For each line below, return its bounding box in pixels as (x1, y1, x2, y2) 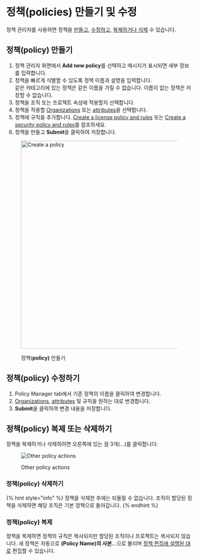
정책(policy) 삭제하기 (6, 480, 64, 488)
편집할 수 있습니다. (12, 547, 55, 554)
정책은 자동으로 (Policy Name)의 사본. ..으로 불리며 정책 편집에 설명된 (24, 539, 184, 547)
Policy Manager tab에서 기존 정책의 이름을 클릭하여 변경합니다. (14, 390, 161, 397)
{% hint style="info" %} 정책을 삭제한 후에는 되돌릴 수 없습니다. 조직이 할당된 (6, 494, 186, 501)
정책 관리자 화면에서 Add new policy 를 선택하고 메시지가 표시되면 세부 (14, 61, 178, 69)
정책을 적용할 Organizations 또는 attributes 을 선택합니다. (14, 106, 148, 113)
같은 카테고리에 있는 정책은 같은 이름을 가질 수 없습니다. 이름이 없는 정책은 (14, 84, 185, 91)
